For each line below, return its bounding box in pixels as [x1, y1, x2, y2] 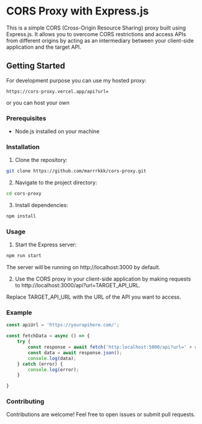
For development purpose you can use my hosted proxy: [6, 76, 147, 84]
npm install [6, 213, 36, 219]
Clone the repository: [14, 157, 68, 164]
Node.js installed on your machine [14, 128, 100, 135]
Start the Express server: [14, 241, 77, 248]
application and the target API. [6, 43, 82, 51]
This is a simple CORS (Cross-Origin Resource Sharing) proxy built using [6, 24, 186, 31]
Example [6, 308, 32, 317]
